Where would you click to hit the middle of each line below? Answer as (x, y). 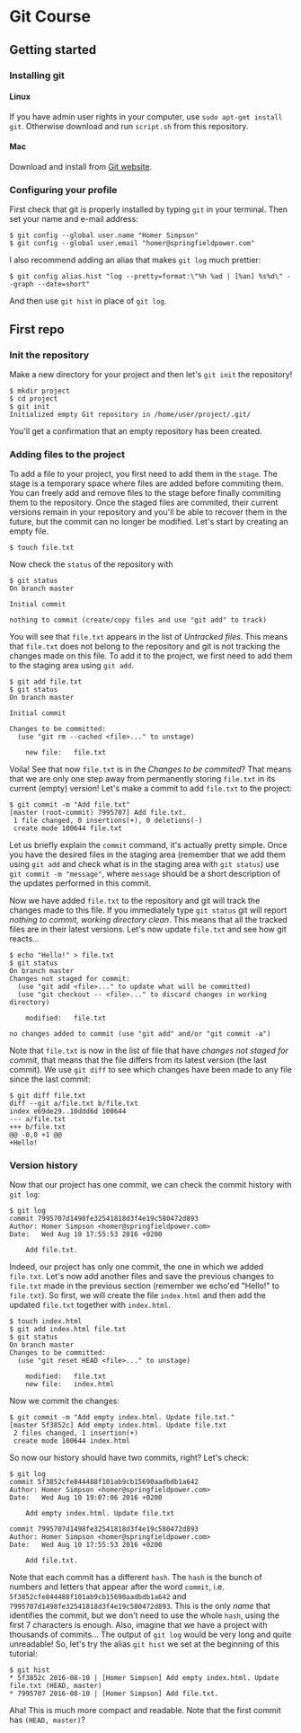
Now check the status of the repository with (91, 564)
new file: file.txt (66, 753)
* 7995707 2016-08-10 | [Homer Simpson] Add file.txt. (114, 1694)
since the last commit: (50, 1079)
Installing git (37, 75)
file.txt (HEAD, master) (56, 1686)
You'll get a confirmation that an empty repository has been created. (136, 431)
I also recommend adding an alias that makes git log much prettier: (135, 260)
